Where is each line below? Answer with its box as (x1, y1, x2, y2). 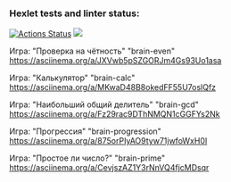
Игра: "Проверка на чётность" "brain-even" (9, 45, 176, 56)
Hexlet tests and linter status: (9, 7, 140, 20)
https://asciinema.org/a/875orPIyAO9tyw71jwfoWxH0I (9, 136, 208, 146)
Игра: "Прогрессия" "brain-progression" (9, 126, 162, 136)
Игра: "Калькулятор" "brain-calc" (9, 72, 136, 83)
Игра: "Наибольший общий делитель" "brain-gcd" (9, 99, 199, 110)
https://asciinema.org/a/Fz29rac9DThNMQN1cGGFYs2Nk (9, 109, 220, 120)
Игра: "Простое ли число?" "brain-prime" (9, 153, 166, 163)
